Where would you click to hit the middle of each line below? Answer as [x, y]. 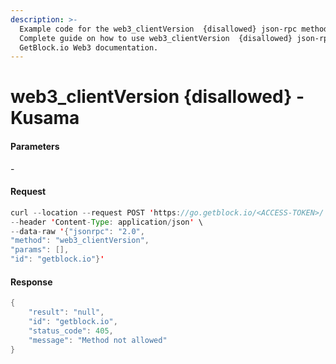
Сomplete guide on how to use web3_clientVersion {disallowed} [156, 38]
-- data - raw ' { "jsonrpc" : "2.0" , [77, 231]
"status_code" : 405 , [71, 331]
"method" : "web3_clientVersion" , [80, 241]
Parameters [35, 147]
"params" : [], [40, 250]
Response [31, 282]
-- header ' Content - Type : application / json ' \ [106, 222]
